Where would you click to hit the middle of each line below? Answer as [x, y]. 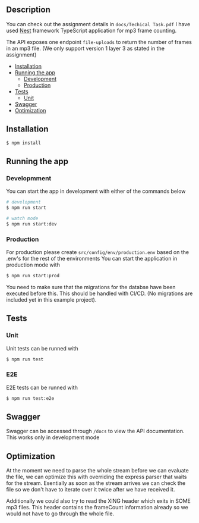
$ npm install [24, 143]
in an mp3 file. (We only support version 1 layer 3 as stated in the [86, 48]
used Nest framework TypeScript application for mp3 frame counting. [91, 30]
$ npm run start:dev [32, 224]
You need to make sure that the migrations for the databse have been [91, 287]
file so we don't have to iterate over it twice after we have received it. [91, 490]
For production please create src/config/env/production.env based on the [97, 252]
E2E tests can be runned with [42, 387]
